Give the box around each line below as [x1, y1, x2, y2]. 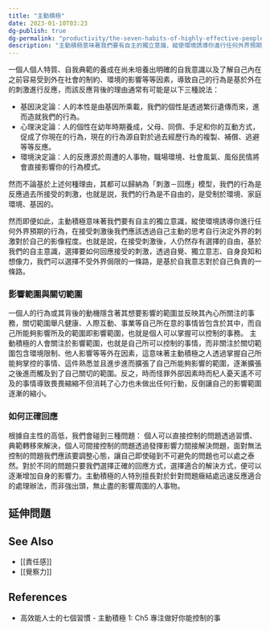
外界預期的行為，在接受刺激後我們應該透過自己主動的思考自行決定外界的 [14, 227, 255, 236]
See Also [8, 534, 54, 548]
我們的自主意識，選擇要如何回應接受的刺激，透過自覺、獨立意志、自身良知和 [8, 247, 262, 256]
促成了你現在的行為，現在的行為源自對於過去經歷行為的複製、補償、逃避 [19, 132, 260, 141]
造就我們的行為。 [27, 112, 84, 121]
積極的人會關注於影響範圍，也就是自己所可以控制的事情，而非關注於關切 [14, 338, 255, 348]
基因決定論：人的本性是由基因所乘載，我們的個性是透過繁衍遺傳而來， [19, 102, 253, 112]
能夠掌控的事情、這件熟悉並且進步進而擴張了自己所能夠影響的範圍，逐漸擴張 [8, 358, 262, 368]
